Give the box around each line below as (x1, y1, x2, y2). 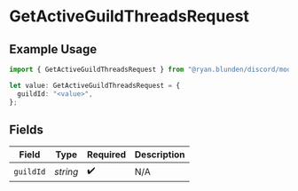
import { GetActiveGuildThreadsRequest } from (9, 65, 184, 74)
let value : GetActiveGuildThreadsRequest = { (9, 81, 180, 90)
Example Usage (9, 42, 98, 57)
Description (134, 148, 185, 161)
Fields (9, 122, 44, 137)
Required (87, 148, 127, 161)
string (54, 165, 79, 178)
